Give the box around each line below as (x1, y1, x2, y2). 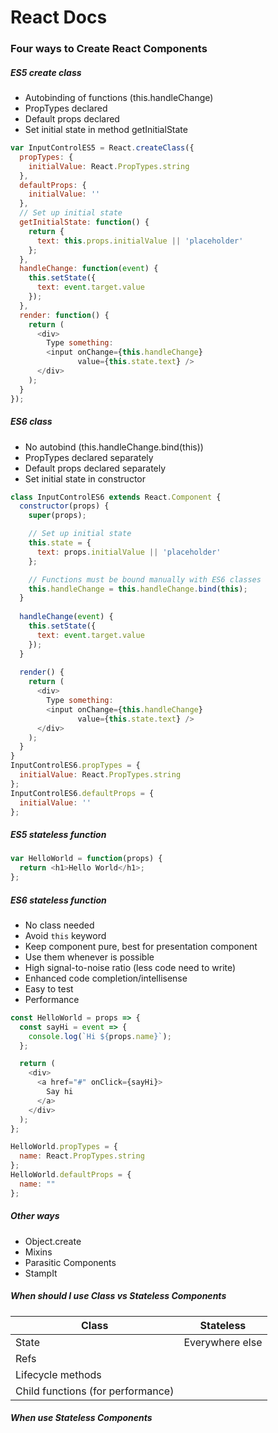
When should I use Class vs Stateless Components (10, 1290, 227, 1302)
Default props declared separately (24, 462, 167, 474)
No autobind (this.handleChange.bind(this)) (24, 441, 204, 453)
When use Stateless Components (10, 1412, 153, 1424)
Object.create (24, 1235, 82, 1247)
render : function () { (19, 310, 110, 320)
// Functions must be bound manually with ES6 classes (28, 574, 262, 585)
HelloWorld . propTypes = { (10, 1142, 118, 1152)
